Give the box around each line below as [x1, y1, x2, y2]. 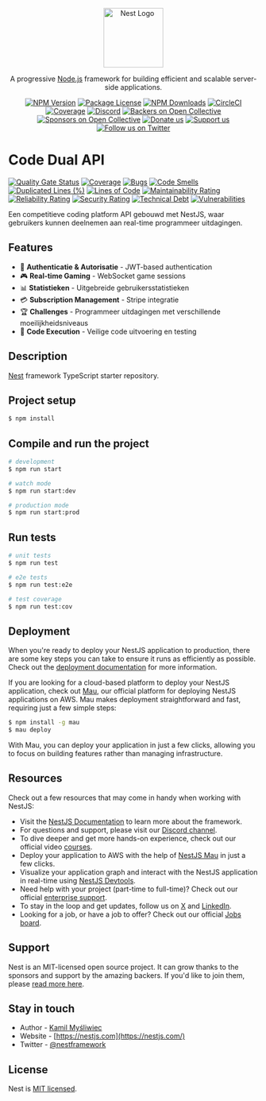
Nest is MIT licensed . [8, 1084, 78, 1094]
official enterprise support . [19, 892, 107, 902]
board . [19, 917, 42, 927]
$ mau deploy [8, 726, 52, 734]
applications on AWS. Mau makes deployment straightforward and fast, [8, 695, 241, 705]
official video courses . [19, 842, 93, 852]
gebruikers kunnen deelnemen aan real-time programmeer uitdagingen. [8, 218, 243, 227]
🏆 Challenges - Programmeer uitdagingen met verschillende [19, 307, 221, 316]
